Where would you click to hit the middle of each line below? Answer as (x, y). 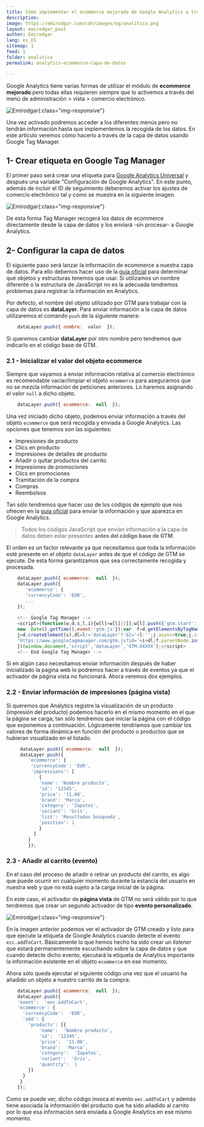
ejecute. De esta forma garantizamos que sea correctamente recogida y (96, 560)
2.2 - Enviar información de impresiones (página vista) (88, 692)
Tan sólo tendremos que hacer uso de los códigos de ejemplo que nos (94, 505)
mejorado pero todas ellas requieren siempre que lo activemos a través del (100, 92)
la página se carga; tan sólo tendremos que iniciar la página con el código (99, 718)
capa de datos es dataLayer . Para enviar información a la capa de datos (97, 309)
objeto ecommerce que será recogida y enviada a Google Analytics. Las (93, 423)
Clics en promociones (42, 473)
